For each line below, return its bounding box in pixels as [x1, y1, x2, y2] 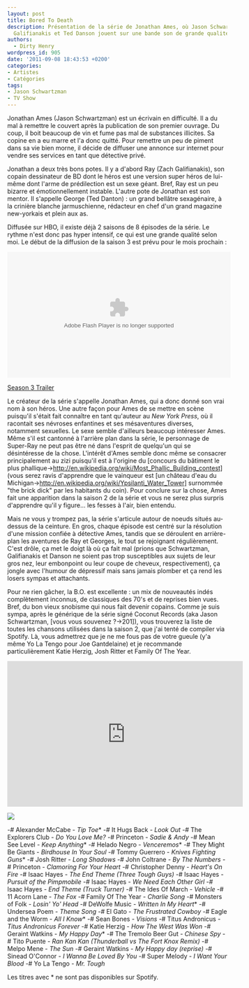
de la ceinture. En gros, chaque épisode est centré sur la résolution [29, 522, 222, 530]
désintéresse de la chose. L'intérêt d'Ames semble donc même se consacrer [7, 449, 227, 457]
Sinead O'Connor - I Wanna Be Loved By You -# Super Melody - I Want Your [7, 952, 227, 960]
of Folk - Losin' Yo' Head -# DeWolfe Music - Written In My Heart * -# [7, 900, 206, 908]
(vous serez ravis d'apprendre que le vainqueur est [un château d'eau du [7, 472, 218, 479]
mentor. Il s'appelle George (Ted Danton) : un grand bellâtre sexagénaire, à [7, 195, 222, 203]
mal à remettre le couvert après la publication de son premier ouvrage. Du [7, 122, 220, 129]
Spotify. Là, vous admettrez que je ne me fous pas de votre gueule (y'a [7, 633, 211, 640]
